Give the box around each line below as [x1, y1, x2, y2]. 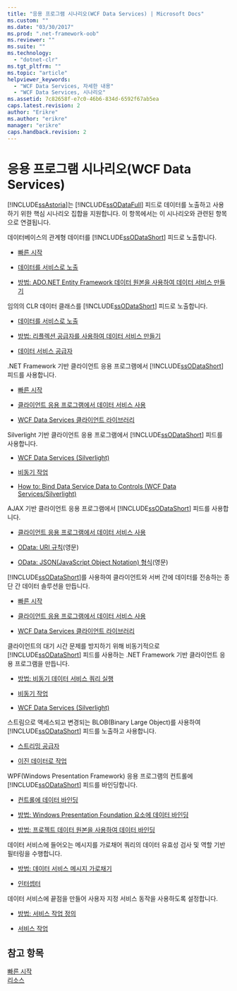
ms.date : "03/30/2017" [7, 23, 74, 30]
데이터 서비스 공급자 [17, 347, 73, 355]
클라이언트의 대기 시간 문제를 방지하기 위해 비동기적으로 [7, 642, 160, 650]
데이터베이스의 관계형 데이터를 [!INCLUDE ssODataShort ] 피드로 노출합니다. [7, 233, 217, 242]
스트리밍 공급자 [17, 742, 60, 750]
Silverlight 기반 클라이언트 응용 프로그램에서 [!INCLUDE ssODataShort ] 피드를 [7, 431, 224, 439]
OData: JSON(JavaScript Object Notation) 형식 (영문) [17, 558, 169, 566]
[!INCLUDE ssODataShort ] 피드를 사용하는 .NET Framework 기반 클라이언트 [7, 650, 219, 659]
